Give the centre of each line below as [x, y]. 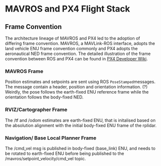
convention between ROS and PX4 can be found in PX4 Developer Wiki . [76, 59]
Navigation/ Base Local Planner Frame [51, 138]
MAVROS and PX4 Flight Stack [68, 9]
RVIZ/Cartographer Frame [36, 110]
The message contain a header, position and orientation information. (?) [76, 87]
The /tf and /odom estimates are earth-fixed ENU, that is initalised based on [80, 120]
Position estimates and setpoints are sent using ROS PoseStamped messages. [80, 82]
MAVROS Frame [24, 71]
